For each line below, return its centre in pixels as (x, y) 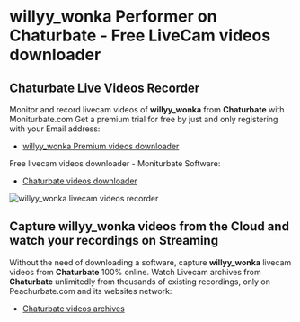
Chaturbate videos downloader (79, 181)
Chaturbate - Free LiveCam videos (140, 36)
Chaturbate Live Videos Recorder (105, 88)
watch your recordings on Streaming (114, 241)
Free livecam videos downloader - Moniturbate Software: (115, 163)
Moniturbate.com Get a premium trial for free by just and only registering (144, 119)
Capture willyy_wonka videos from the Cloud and (150, 227)
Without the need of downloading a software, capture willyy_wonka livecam (150, 262)
